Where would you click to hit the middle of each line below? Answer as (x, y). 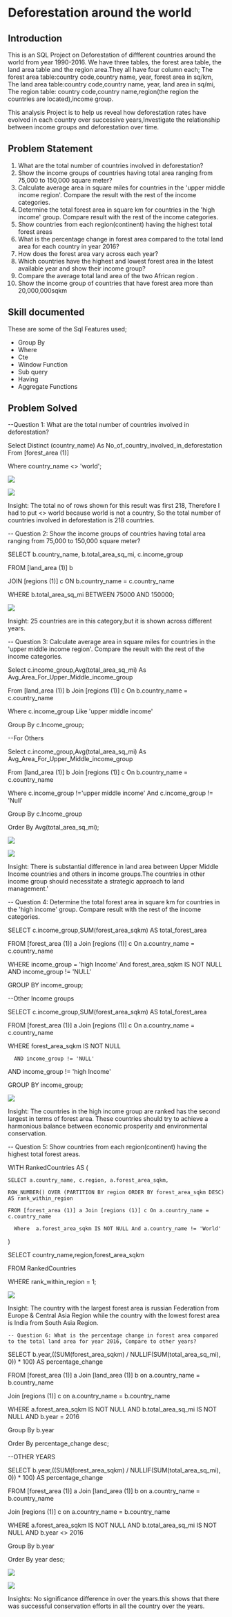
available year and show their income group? (81, 268)
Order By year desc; (36, 1560)
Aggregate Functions (48, 386)
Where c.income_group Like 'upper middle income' (80, 711)
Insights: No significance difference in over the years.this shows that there (114, 1599)
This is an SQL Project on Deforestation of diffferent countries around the (112, 55)
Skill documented (46, 312)
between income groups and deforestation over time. (84, 127)
